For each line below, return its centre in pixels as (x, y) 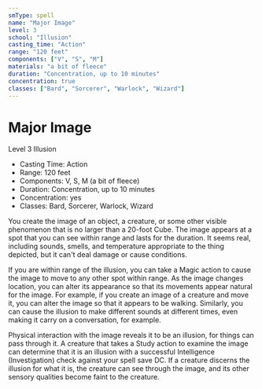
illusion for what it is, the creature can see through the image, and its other (129, 369)
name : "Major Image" (42, 23)
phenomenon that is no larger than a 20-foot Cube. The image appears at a (130, 229)
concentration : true (42, 81)
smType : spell (31, 15)
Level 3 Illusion (32, 149)
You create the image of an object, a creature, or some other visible (118, 222)
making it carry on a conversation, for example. (85, 320)
